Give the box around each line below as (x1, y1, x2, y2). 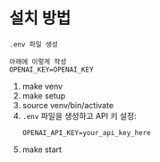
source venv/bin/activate (21, 99, 114, 110)
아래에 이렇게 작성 (9, 57, 67, 66)
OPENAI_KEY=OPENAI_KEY (9, 64, 94, 74)
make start (21, 144, 63, 155)
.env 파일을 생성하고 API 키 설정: (21, 110, 137, 121)
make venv (21, 81, 63, 91)
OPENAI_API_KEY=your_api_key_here (21, 128, 151, 137)
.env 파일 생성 (9, 39, 58, 49)
